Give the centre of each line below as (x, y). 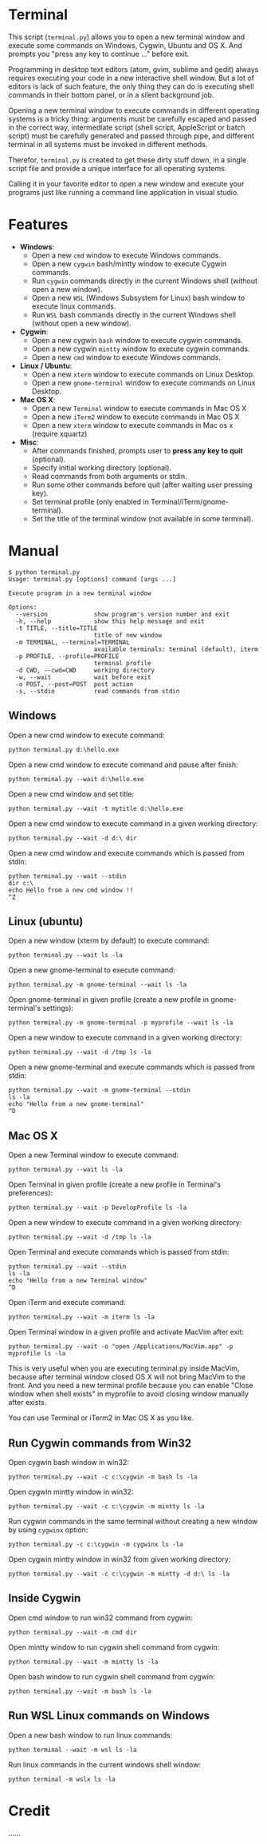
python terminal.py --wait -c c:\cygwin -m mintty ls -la (106, 1507)
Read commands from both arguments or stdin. (109, 476)
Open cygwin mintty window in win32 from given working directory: (120, 1559)
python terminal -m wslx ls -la (62, 1779)
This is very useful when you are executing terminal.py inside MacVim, (124, 1368)
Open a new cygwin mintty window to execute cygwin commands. (141, 349)
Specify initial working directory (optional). (102, 467)
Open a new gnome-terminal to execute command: (92, 970)
